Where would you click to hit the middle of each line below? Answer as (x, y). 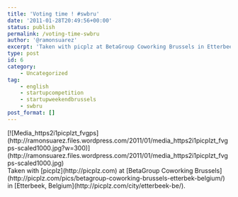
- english (35, 86)
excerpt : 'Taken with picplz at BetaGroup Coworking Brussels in (106, 47)
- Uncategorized (44, 73)
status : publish (31, 27)
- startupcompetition (52, 93)
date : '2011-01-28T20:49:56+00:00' (60, 21)
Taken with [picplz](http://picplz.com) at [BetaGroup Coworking (100, 170)
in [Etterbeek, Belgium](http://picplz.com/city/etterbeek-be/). (96, 186)
